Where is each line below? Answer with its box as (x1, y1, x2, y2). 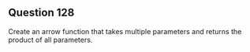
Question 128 (8, 6, 75, 19)
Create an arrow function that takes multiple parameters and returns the (8, 26, 242, 36)
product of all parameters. (8, 35, 93, 44)
